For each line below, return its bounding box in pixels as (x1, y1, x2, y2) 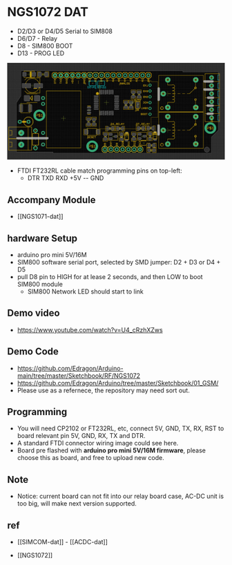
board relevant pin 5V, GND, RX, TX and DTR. (17, 432, 146, 440)
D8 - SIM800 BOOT (17, 41, 73, 50)
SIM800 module (17, 280, 64, 288)
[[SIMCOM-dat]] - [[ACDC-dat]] (17, 538, 108, 546)
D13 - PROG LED (17, 49, 65, 57)
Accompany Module (7, 194, 96, 206)
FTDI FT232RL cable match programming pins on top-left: (17, 166, 182, 175)
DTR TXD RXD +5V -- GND (27, 174, 104, 182)
